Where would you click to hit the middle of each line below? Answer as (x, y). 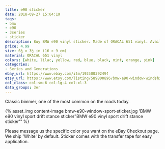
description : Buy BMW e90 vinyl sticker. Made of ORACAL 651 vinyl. (77, 42)
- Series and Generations (31, 69)
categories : (17, 64)
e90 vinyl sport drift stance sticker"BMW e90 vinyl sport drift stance (74, 116)
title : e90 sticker (25, 10)
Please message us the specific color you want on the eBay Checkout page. (82, 131)
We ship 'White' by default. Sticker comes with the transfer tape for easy (79, 136)
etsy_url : (15, 78)
